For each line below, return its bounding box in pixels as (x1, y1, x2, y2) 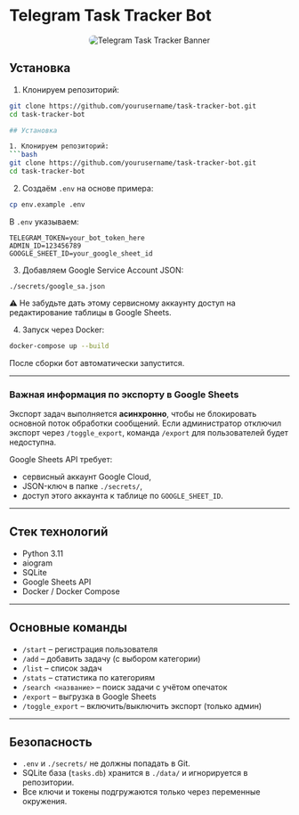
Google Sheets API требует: (9, 453, 113, 464)
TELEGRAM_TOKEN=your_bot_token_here (9, 233, 145, 242)
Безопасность (9, 734, 93, 749)
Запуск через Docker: (21, 324, 105, 335)
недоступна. (9, 436, 57, 447)
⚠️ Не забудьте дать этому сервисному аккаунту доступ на (9, 297, 236, 308)
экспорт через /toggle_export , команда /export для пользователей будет (9, 427, 289, 437)
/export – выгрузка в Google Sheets (21, 691, 158, 702)
